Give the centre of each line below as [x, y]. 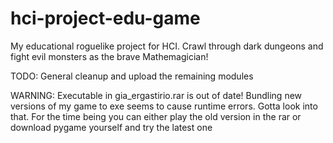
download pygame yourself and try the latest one [111, 127]
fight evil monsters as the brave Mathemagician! [109, 56]
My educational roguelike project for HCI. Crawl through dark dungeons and [167, 46]
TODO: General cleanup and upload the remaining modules [132, 76]
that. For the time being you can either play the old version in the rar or [156, 116]
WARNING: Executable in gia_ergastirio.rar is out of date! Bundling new [156, 95]
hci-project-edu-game [105, 18]
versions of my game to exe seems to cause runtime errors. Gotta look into [164, 106]
